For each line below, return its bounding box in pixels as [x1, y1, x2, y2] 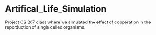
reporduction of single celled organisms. [5, 24, 86, 30]
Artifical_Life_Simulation [5, 3, 107, 14]
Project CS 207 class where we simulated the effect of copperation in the [5, 19, 151, 25]
